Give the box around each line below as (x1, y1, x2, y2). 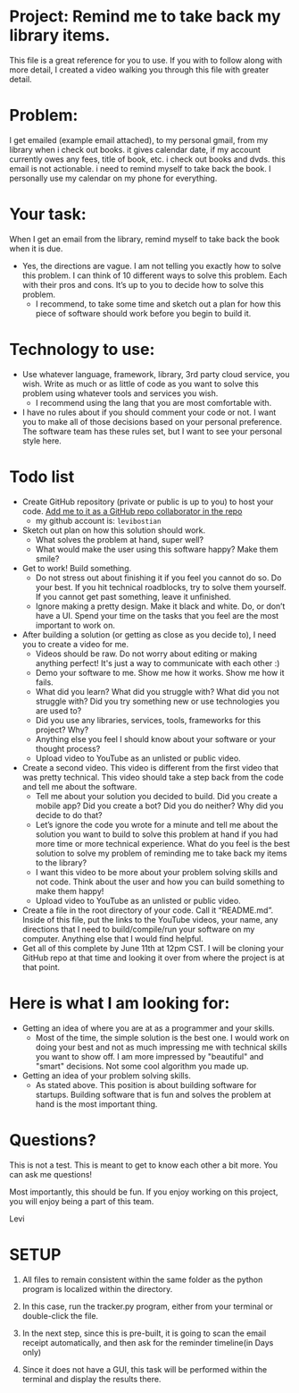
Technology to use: (9, 340, 155, 359)
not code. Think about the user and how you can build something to (35, 876, 286, 887)
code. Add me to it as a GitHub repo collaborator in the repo (21, 505, 243, 516)
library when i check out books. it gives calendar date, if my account (9, 144, 262, 155)
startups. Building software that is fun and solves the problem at (35, 1089, 271, 1100)
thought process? (35, 743, 101, 754)
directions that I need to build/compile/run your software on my (21, 924, 255, 934)
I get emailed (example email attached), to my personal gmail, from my (9, 134, 269, 145)
